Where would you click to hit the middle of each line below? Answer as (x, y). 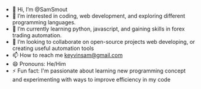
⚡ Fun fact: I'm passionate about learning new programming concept (99, 71)
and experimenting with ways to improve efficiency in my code (91, 80)
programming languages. (44, 22)
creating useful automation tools (53, 48)
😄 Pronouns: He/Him (39, 64)
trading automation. (37, 35)
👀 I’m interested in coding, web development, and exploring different (99, 16)
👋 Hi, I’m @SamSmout (40, 9)
